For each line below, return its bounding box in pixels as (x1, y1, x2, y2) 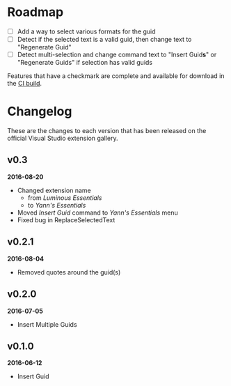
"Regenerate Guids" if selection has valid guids (17, 59, 153, 67)
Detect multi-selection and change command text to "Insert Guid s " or (17, 50, 217, 59)
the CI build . (7, 79, 42, 88)
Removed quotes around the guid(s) (17, 268, 121, 276)
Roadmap (7, 4, 64, 20)
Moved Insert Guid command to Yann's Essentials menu (17, 208, 179, 217)
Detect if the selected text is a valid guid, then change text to (17, 36, 192, 43)
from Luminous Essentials (27, 193, 102, 202)
